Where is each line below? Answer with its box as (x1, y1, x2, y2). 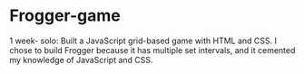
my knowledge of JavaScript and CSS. (9, 54, 153, 65)
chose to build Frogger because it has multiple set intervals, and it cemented (9, 44, 296, 55)
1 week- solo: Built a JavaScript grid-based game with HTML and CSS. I (9, 35, 278, 46)
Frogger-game (9, 5, 121, 26)
